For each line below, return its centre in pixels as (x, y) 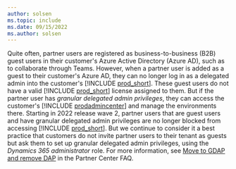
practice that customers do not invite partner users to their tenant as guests (117, 136)
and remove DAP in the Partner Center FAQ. (70, 158)
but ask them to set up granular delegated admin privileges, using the (108, 143)
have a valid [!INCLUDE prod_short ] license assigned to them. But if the (111, 91)
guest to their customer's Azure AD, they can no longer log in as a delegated (118, 76)
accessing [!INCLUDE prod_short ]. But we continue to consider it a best (111, 128)
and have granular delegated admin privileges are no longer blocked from (114, 121)
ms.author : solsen (34, 33)
